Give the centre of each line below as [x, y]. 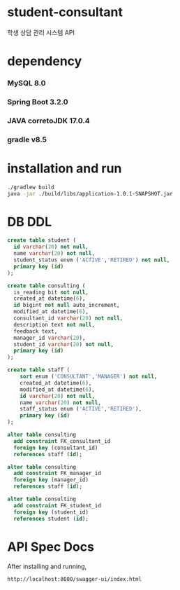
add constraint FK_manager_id [57, 474]
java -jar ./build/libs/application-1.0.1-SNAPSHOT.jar [90, 193]
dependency [45, 61]
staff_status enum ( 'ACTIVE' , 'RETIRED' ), [81, 409]
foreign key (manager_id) [51, 480]
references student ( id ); [51, 519]
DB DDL [30, 222]
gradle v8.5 [27, 139]
